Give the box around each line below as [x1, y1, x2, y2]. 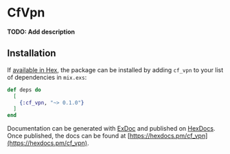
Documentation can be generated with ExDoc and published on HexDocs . [7, 124, 216, 133]
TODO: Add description [7, 27, 76, 36]
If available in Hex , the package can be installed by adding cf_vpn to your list [7, 65, 224, 74]
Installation [7, 47, 56, 59]
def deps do [7, 86, 41, 93]
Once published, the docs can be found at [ [7, 132, 130, 140]
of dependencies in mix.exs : [7, 73, 87, 81]
